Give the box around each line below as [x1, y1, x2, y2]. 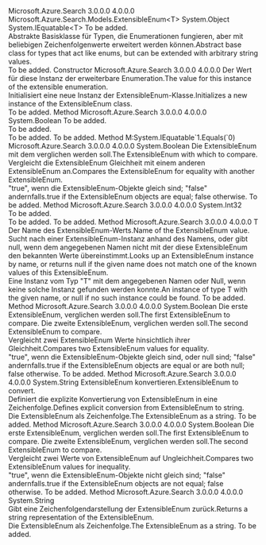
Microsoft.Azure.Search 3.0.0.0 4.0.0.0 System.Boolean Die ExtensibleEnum [8, 141, 257, 150]
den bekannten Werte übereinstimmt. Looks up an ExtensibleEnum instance [8, 251, 254, 260]
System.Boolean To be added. [8, 116, 107, 125]
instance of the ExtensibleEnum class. [8, 99, 133, 108]
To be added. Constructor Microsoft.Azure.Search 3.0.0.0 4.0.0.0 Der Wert [8, 65, 253, 75]
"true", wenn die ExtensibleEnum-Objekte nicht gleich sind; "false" [8, 470, 226, 480]
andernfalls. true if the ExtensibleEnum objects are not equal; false [8, 479, 224, 488]
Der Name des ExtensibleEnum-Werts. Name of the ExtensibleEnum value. [8, 226, 250, 235]
